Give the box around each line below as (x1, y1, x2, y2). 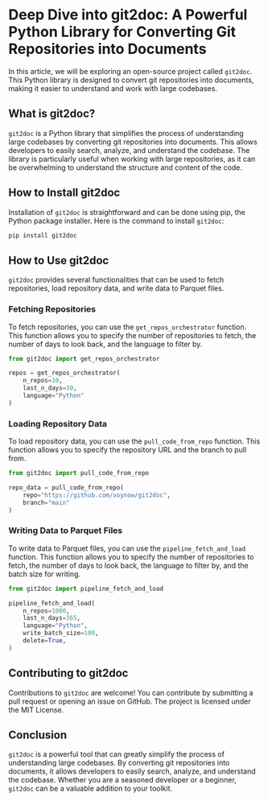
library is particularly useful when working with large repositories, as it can (8, 154, 256, 163)
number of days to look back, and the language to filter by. (8, 339, 203, 349)
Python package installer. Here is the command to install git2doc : (8, 216, 225, 225)
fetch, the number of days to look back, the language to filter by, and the (8, 560, 249, 570)
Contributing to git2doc (8, 667, 129, 680)
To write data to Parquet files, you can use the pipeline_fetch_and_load (8, 543, 246, 553)
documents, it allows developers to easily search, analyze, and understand (8, 766, 256, 776)
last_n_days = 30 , (23, 384, 78, 392)
